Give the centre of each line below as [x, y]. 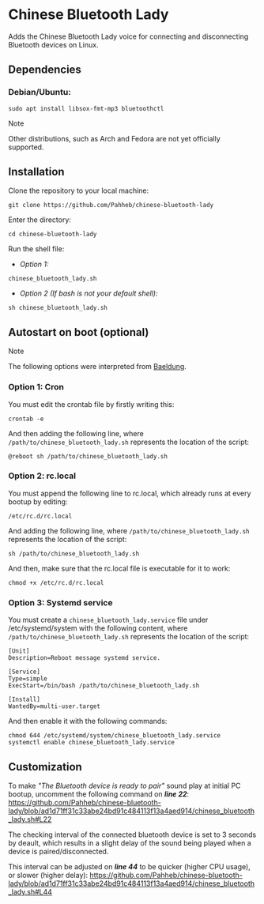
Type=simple [28, 679]
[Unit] [19, 651]
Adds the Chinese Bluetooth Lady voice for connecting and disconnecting [128, 36]
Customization [45, 767]
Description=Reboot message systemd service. [84, 658]
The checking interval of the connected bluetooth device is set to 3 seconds [132, 834]
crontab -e [26, 419]
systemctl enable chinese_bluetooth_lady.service [92, 743]
